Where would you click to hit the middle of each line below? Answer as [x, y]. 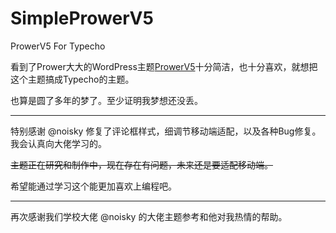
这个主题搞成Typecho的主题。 [72, 79]
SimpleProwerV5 [82, 18]
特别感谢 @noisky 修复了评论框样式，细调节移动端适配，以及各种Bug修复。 [166, 131]
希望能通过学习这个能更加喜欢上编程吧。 [93, 186]
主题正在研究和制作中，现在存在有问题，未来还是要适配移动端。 [141, 164]
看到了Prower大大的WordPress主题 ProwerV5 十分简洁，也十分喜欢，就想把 [164, 66]
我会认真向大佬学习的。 [58, 143]
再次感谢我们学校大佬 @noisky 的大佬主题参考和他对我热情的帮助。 [149, 216]
